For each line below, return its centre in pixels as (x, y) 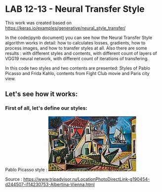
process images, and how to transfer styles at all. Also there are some (76, 48)
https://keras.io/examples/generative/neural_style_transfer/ (65, 28)
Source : (14, 179)
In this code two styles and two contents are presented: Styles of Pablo (78, 68)
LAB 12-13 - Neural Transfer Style (75, 9)
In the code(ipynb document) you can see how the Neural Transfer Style (79, 38)
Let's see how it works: (41, 94)
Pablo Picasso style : (26, 169)
